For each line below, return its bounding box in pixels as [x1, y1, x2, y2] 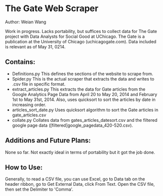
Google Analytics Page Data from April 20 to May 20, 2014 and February [12, 91, 157, 97]
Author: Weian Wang [5, 19, 46, 25]
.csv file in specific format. [12, 81, 66, 87]
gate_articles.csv [12, 112, 46, 118]
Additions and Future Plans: [5, 136, 91, 145]
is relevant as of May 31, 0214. [5, 44, 66, 49]
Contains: [5, 58, 36, 66]
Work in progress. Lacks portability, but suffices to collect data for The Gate [5, 28, 157, 34]
